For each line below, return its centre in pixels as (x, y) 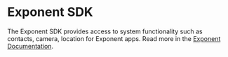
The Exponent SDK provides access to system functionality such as (105, 31)
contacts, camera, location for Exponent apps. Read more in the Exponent (114, 38)
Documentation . (31, 46)
